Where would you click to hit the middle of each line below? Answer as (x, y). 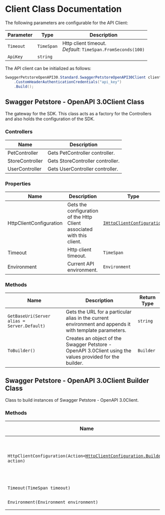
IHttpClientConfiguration (133, 223)
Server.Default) (27, 326)
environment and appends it (98, 324)
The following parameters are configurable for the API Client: (67, 23)
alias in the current (87, 318)
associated (80, 229)
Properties (18, 183)
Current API (81, 264)
